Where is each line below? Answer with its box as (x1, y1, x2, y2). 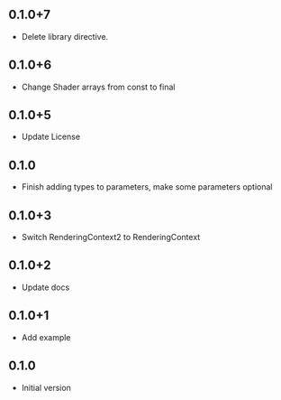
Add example (21, 331, 71, 342)
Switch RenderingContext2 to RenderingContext (21, 232, 201, 243)
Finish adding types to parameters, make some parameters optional (21, 181, 273, 192)
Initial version (21, 382, 71, 393)
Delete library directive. (21, 31, 109, 42)
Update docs (21, 282, 70, 293)
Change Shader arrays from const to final (21, 81, 176, 92)
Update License (21, 131, 81, 143)
